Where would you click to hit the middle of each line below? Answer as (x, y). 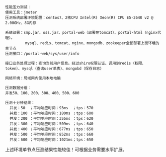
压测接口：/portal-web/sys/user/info (42, 54)
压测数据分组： (18, 88)
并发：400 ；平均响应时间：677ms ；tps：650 (51, 129)
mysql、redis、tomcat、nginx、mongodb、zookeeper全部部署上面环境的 (92, 43)
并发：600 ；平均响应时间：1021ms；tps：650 (51, 140)
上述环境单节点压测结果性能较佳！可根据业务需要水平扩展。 (66, 150)
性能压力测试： (18, 7)
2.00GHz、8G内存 (21, 23)
